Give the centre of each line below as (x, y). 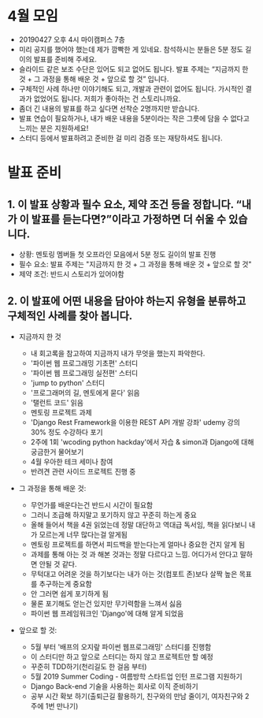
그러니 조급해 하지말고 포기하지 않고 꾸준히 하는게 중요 (114, 515)
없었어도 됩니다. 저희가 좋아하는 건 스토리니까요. (107, 99)
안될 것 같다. (58, 564)
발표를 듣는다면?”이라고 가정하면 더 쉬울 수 (129, 219)
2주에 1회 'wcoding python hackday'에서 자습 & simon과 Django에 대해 (142, 441)
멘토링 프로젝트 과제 (61, 412)
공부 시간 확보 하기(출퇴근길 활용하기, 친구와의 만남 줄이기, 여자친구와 (137, 696)
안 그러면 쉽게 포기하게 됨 (70, 593)
